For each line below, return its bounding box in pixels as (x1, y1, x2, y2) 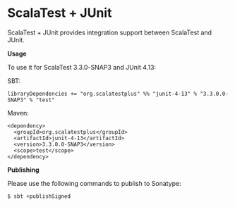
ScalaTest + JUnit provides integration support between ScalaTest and (7, 28, 212, 37)
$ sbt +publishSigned (7, 192, 71, 200)
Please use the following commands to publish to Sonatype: (7, 179, 181, 187)
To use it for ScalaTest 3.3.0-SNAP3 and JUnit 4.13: (7, 63, 157, 71)
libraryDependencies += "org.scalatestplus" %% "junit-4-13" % (7, 90, 198, 97)
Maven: (7, 108, 30, 117)
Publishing (7, 165, 40, 174)
